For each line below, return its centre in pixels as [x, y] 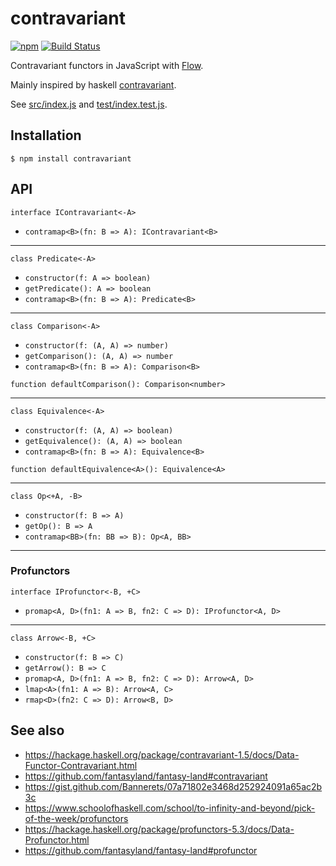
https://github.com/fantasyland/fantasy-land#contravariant [146, 776]
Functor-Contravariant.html [81, 765]
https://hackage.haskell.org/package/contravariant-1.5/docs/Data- [162, 754]
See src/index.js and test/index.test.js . [89, 104]
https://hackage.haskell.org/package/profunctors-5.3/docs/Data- [159, 829]
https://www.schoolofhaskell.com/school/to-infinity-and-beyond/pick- [170, 808]
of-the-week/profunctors [76, 818]
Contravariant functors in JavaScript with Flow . [107, 65]
